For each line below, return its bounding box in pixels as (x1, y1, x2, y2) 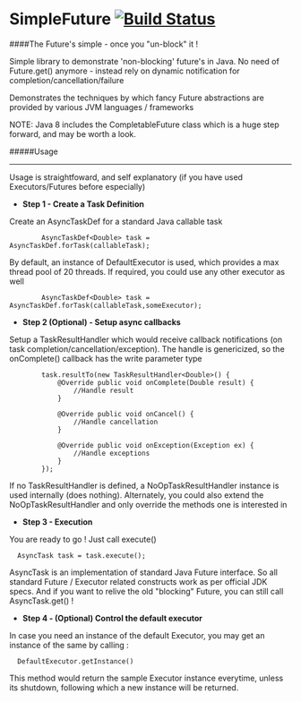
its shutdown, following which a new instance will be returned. (9, 681, 239, 693)
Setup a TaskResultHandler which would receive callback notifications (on (9, 334, 283, 345)
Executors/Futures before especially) (9, 181, 146, 192)
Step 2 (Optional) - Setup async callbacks (21, 316, 181, 327)
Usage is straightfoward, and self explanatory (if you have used (9, 171, 244, 183)
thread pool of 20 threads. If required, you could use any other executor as (9, 266, 285, 277)
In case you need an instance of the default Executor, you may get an (9, 629, 265, 640)
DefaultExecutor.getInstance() (17, 656, 134, 666)
